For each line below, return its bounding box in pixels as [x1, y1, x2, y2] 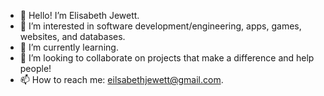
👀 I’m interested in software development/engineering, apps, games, [19, 20, 302, 32]
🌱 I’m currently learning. [19, 41, 119, 53]
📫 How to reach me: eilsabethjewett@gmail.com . [19, 74, 224, 85]
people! [19, 63, 52, 74]
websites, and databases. [19, 31, 126, 42]
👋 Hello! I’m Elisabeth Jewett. [19, 10, 140, 21]
